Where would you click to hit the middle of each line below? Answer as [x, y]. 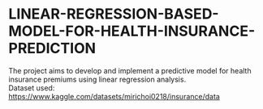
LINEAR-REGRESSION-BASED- [114, 14]
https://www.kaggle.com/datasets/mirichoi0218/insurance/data [114, 96]
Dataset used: [32, 88]
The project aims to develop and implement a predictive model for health [130, 70]
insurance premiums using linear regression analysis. [97, 79]
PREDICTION [52, 48]
